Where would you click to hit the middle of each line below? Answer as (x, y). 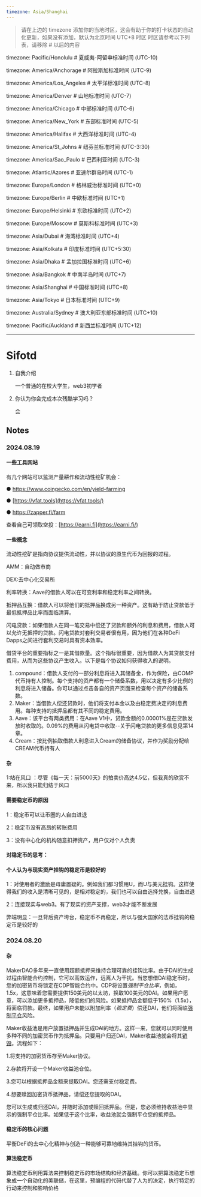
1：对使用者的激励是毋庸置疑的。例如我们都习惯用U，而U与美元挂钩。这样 (98, 884)
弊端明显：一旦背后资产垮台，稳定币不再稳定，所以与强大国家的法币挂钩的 (98, 917)
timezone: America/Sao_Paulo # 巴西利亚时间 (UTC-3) (73, 159)
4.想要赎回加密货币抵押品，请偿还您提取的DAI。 (65, 1094)
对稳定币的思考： (27, 855)
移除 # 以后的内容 (58, 44)
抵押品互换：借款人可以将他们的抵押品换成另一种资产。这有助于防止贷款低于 (100, 605)
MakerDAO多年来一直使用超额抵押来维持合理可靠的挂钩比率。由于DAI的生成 (100, 970)
